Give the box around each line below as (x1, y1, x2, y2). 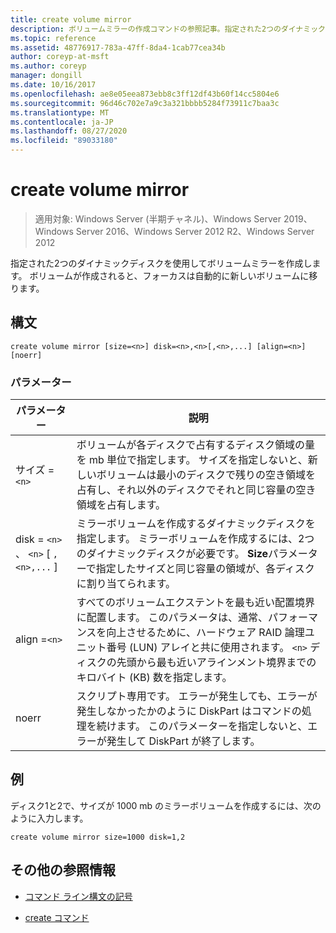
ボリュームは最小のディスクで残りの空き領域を (96, 468, 317, 482)
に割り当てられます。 (76, 577, 177, 591)
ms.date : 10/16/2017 (10, 80, 97, 90)
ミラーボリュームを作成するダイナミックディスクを (76, 517, 316, 531)
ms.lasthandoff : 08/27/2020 (10, 126, 128, 136)
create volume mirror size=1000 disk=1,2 (10, 832, 186, 842)
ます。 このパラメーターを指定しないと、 (116, 719, 308, 733)
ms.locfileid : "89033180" (10, 136, 118, 146)
